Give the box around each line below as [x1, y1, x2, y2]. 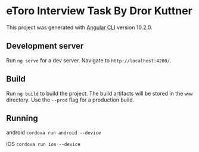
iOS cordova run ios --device [6, 141, 80, 148]
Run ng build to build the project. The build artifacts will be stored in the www [6, 90, 193, 97]
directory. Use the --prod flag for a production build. [6, 96, 135, 103]
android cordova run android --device [6, 129, 101, 136]
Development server [6, 41, 84, 51]
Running [6, 113, 39, 123]
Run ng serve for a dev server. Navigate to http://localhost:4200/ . [6, 56, 172, 64]
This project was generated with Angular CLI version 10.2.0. [6, 24, 153, 31]
